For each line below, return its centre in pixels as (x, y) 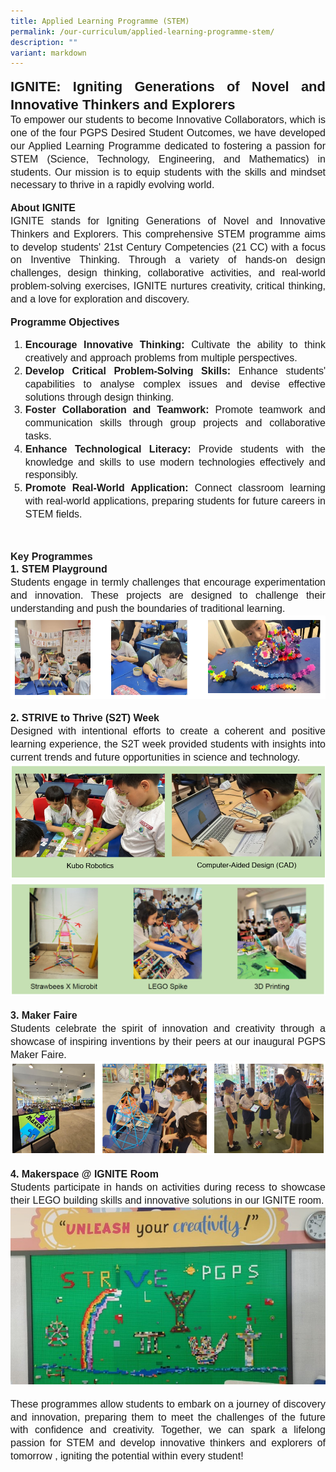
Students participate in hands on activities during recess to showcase (168, 1187)
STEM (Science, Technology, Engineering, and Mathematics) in (168, 159)
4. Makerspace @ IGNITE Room (85, 1174)
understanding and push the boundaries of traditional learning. (148, 608)
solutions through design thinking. (99, 397)
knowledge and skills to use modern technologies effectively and (175, 462)
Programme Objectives (65, 322)
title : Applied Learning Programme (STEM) (100, 21)
